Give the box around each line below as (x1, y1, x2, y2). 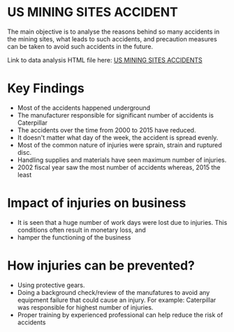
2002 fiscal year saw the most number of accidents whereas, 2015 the (17, 162, 221, 172)
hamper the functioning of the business (17, 233, 131, 242)
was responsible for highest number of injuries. (17, 303, 154, 312)
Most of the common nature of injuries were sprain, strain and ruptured (17, 141, 222, 149)
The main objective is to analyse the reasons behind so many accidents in (7, 27, 220, 36)
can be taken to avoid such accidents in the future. (7, 42, 154, 50)
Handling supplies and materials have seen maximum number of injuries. (17, 155, 227, 164)
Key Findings (7, 81, 85, 97)
